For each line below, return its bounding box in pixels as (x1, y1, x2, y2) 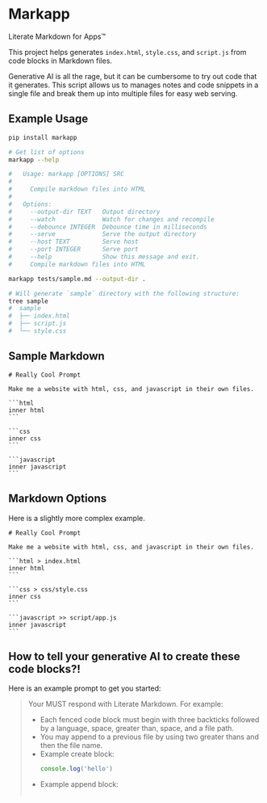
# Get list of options (8, 148, 85, 156)
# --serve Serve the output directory (8, 230, 197, 238)
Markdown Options (8, 492, 107, 506)
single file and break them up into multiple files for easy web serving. (8, 88, 238, 98)
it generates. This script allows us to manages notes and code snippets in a (8, 80, 259, 90)
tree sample (8, 296, 48, 305)
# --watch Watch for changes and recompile (8, 215, 215, 223)
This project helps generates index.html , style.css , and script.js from (8, 47, 247, 57)
